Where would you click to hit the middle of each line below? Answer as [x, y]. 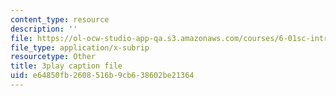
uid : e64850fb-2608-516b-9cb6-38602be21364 [102, 76]
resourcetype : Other [53, 57]
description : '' [44, 29]
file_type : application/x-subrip [80, 47]
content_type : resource [60, 19]
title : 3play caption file [66, 66]
